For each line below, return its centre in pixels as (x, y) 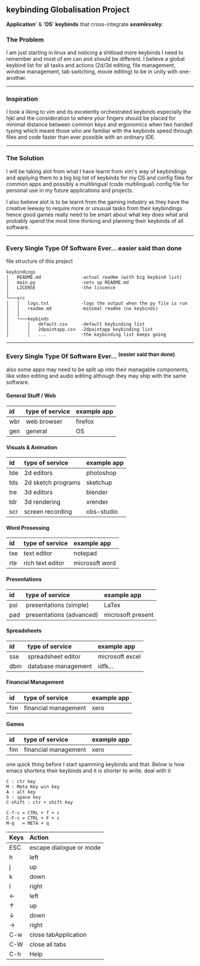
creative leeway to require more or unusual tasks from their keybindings (94, 208)
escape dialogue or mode (65, 847)
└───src (16, 298)
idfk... (106, 666)
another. (16, 78)
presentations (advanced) (62, 614)
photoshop (101, 473)
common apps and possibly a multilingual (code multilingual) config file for (98, 184)
